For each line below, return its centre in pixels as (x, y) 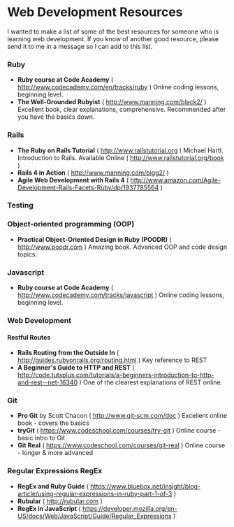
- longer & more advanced (55, 453)
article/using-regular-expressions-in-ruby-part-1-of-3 (95, 493)
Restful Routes (29, 337)
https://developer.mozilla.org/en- (130, 508)
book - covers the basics (53, 423)
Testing (20, 205)
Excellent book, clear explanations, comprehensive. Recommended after (122, 110)
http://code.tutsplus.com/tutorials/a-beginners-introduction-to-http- (116, 375)
